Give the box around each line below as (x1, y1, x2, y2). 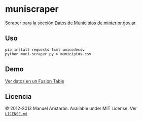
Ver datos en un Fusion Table (5, 78, 65, 84)
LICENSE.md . (5, 111, 29, 117)
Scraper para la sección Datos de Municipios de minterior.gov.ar (5, 20, 136, 26)
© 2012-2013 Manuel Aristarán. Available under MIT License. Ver (5, 105, 137, 112)
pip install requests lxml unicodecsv (5, 47, 85, 52)
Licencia (5, 92, 32, 101)
